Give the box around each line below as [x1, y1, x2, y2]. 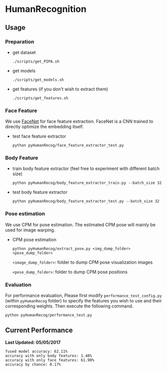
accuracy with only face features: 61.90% [5, 358, 94, 363]
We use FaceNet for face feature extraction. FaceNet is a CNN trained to [5, 118, 154, 125]
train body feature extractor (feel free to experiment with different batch [12, 165, 160, 172]
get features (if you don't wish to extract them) [12, 86, 108, 92]
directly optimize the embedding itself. [5, 124, 83, 130]
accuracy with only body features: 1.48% [5, 353, 92, 358]
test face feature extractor [12, 133, 66, 140]
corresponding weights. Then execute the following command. [5, 303, 134, 309]
